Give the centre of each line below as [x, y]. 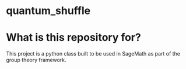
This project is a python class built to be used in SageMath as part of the [93, 54]
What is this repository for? [73, 38]
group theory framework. [36, 60]
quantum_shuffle [48, 11]
